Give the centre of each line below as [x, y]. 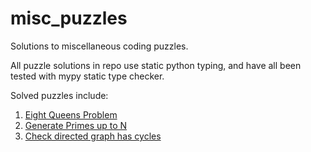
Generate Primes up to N [76, 125]
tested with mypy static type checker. [87, 76]
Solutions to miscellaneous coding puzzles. [99, 46]
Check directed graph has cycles [93, 136]
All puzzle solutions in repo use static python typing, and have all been [156, 65]
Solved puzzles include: [59, 95]
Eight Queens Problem [71, 114]
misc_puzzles [69, 18]
